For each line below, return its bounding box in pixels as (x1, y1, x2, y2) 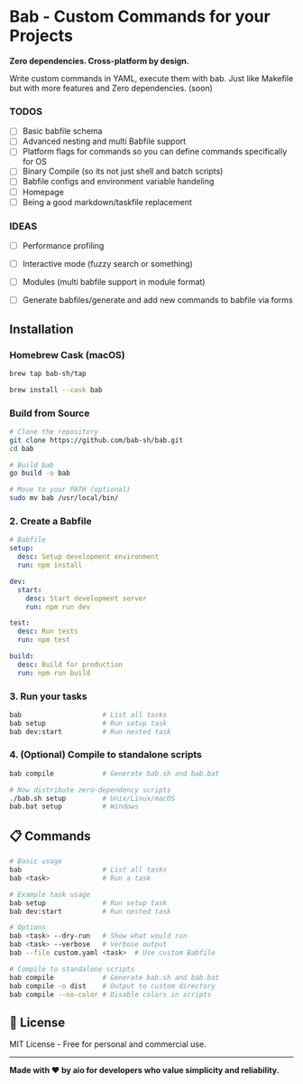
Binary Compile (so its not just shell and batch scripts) (22, 165, 224, 177)
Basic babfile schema (22, 126, 103, 137)
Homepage (22, 186, 65, 197)
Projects (9, 25, 74, 46)
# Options (9, 923, 47, 932)
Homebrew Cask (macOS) (9, 348, 125, 361)
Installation (9, 321, 74, 336)
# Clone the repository (9, 427, 99, 436)
